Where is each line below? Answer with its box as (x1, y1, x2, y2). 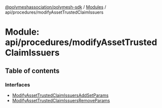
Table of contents (5, 66, 60, 75)
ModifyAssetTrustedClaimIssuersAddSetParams (12, 92, 109, 98)
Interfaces (5, 81, 30, 88)
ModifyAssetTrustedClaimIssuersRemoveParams (12, 97, 110, 103)
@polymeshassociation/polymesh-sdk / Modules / (5, 4, 106, 10)
